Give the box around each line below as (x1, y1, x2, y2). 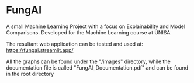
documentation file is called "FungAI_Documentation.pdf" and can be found (6, 64, 189, 71)
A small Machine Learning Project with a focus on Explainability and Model (6, 23, 186, 30)
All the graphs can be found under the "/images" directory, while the (6, 58, 171, 65)
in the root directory (6, 70, 54, 77)
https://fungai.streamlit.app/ (6, 46, 74, 53)
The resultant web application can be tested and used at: (6, 40, 143, 47)
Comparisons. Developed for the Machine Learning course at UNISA (6, 29, 171, 36)
